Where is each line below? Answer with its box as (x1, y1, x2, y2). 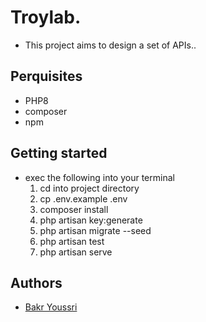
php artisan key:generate (39, 214, 143, 226)
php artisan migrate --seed (39, 224, 152, 236)
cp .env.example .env (39, 192, 128, 205)
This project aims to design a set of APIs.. (24, 39, 197, 51)
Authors (10, 274, 63, 291)
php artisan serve (39, 246, 113, 258)
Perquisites (10, 68, 83, 85)
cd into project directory (39, 182, 140, 194)
